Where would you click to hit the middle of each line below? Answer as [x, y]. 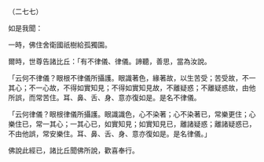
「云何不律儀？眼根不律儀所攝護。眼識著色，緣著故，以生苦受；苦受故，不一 [132, 78]
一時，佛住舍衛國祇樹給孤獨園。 [60, 45]
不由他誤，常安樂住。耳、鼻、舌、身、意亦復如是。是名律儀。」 [110, 134]
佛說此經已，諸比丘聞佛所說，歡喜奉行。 [73, 150]
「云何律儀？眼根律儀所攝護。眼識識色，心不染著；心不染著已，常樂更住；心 [132, 114]
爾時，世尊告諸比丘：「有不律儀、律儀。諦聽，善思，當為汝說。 [110, 61]
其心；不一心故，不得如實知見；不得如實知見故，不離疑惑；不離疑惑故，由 [128, 88]
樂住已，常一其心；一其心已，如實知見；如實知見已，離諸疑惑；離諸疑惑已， [132, 124]
